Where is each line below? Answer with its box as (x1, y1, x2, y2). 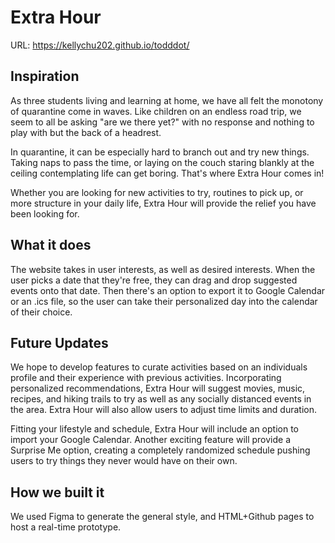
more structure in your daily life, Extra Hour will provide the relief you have (10, 197, 317, 209)
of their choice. (10, 306, 73, 318)
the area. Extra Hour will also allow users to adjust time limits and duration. (10, 404, 318, 416)
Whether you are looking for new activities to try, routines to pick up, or (10, 186, 304, 198)
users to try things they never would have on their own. (10, 455, 238, 467)
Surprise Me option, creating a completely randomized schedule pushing (10, 444, 311, 456)
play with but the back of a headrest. (10, 126, 162, 138)
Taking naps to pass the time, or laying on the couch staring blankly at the (10, 156, 315, 168)
